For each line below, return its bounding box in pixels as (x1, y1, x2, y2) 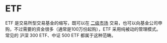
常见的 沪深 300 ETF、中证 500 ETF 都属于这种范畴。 (5, 32, 116, 38)
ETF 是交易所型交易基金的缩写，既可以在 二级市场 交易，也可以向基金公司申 (5, 20, 162, 26)
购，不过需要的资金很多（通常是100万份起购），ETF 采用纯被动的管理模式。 (5, 26, 161, 32)
